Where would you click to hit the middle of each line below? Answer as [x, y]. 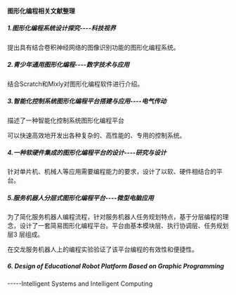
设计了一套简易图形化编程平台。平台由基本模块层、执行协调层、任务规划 [124, 226]
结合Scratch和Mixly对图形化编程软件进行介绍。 [76, 84]
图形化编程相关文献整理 [41, 11]
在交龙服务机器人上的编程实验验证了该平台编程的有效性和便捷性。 [103, 249]
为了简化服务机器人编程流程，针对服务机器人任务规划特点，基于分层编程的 [115, 217]
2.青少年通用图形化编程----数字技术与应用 [68, 65]
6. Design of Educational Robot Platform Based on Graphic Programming [116, 266]
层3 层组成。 [26, 234]
